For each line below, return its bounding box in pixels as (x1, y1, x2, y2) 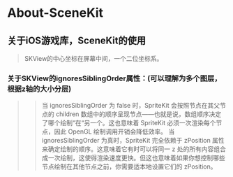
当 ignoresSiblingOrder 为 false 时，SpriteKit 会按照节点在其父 (41, 101, 220, 110)
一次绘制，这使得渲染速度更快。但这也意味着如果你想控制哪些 (47, 154, 225, 162)
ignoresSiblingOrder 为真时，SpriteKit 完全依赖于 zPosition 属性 (41, 136, 225, 145)
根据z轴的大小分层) (7, 84, 72, 94)
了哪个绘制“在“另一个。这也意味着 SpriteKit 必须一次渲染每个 (41, 119, 216, 127)
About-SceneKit (7, 5, 103, 21)
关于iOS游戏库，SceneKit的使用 (7, 34, 146, 46)
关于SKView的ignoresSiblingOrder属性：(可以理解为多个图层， (7, 73, 222, 83)
